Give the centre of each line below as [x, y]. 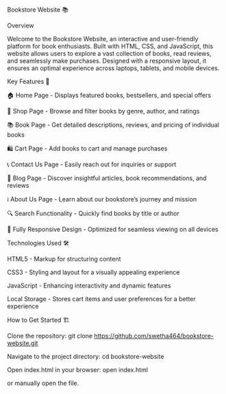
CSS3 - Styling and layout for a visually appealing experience [93, 272]
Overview [21, 25]
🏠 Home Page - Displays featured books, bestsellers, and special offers [109, 95]
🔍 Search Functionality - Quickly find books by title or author [93, 213]
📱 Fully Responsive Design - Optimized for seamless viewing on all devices [113, 229]
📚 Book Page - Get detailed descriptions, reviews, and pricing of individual [113, 125]
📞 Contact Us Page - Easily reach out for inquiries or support [92, 164]
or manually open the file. [43, 383]
